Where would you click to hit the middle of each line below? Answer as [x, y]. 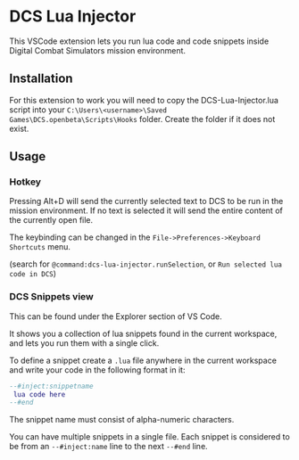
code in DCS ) [33, 274]
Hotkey [25, 182]
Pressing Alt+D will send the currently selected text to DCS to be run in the [146, 201]
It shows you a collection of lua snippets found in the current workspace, [143, 333]
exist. [19, 128]
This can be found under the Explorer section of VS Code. [116, 316]
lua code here [39, 394]
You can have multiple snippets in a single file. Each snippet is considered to [149, 437]
